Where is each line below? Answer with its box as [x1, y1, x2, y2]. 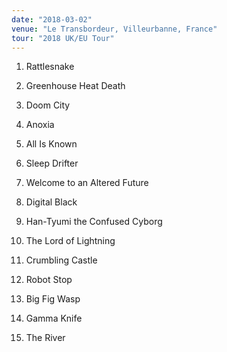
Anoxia [25, 119, 55, 131]
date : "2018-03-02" [11, 14, 93, 25]
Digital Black [25, 196, 78, 208]
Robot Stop [25, 274, 73, 286]
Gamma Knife [25, 312, 83, 325]
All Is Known [25, 138, 78, 150]
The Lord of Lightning [25, 235, 116, 247]
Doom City [25, 99, 71, 111]
